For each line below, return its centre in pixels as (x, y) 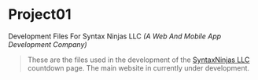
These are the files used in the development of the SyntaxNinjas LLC (138, 60)
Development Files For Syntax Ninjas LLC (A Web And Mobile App (115, 36)
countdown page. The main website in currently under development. (138, 67)
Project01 (40, 15)
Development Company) (48, 44)
